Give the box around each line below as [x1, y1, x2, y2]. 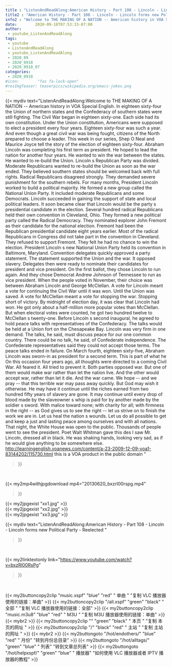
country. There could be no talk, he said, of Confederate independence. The [5, 337, 166, 343]
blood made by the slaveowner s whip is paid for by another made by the [5, 396, 159, 403]
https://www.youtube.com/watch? [60, 556, 132, 563]
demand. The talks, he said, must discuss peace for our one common [5, 331, 152, 338]
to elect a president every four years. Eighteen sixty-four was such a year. [5, 125, 161, 131]
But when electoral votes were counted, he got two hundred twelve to [5, 309, 153, 316]
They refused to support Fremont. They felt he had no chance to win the [5, 239, 158, 245]
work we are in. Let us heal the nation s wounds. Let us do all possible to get [5, 413, 166, 419]
